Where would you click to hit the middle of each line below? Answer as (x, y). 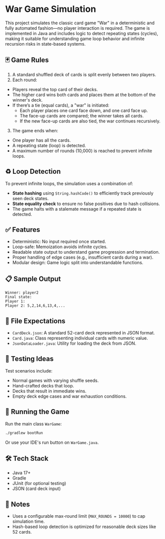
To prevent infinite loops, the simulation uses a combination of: (69, 183)
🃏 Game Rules (27, 60)
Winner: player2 (22, 293)
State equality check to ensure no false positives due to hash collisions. (86, 204)
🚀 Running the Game (37, 412)
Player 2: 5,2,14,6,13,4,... (35, 306)
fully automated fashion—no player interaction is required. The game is (78, 28)
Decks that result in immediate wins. (49, 391)
